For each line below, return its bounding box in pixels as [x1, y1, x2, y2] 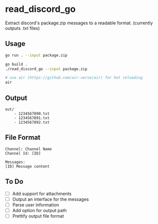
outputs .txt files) [5, 25, 40, 31]
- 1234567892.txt [14, 120, 50, 125]
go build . [5, 62, 28, 67]
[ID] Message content [5, 164, 50, 169]
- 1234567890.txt [14, 111, 50, 116]
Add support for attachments [12, 190, 72, 197]
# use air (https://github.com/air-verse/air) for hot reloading [5, 75, 143, 80]
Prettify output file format [12, 213, 64, 219]
